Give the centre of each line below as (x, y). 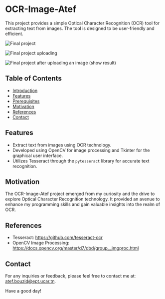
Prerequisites (26, 101)
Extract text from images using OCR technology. (62, 145)
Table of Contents (34, 78)
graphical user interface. (38, 155)
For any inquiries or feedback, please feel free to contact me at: (71, 276)
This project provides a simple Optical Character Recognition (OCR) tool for (82, 23)
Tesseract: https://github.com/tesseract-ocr (58, 237)
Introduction (25, 90)
